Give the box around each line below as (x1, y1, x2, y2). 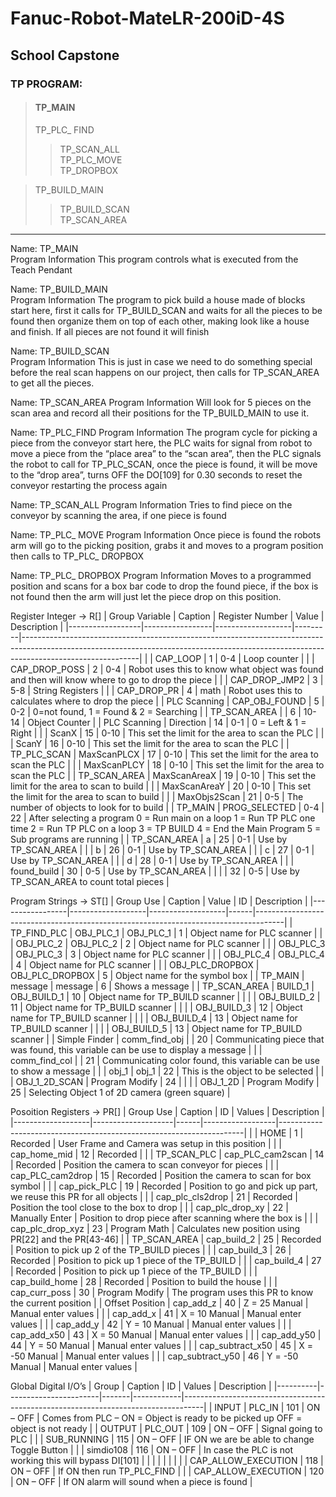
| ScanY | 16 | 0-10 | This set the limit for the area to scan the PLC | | (10, 737, 290, 749)
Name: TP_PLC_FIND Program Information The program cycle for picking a (10, 426, 318, 438)
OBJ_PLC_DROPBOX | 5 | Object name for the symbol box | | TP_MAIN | (10, 969, 305, 981)
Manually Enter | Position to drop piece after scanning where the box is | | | (10, 1212, 319, 1224)
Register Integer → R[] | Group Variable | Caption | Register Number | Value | (10, 610, 325, 622)
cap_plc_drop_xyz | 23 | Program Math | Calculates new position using (10, 1222, 301, 1234)
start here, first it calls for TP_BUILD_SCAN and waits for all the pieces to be (10, 304, 323, 316)
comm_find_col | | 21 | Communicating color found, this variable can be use (10, 1054, 320, 1066)
